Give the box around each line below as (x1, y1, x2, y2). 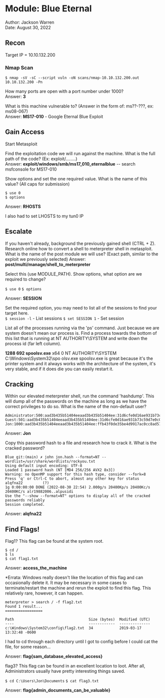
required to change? (5, 276, 46, 282)
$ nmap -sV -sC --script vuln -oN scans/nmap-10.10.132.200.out (5, 75, 139, 80)
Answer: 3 (5, 94, 26, 100)
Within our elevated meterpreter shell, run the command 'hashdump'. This (5, 393, 155, 399)
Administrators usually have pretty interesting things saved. (5, 668, 125, 674)
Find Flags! (5, 525, 40, 533)
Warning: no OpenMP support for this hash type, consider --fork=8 (5, 472, 146, 477)
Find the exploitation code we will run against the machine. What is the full (5, 150, 156, 156)
